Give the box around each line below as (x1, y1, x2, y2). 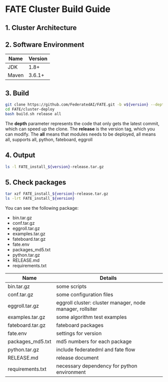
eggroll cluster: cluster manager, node (56, 299, 146, 306)
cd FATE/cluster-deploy (5, 107, 55, 112)
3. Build (5, 89, 29, 97)
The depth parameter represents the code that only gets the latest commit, (5, 120, 160, 126)
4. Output (5, 151, 35, 160)
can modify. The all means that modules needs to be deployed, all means (5, 131, 156, 137)
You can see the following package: (5, 205, 79, 211)
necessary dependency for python (56, 362, 137, 369)
